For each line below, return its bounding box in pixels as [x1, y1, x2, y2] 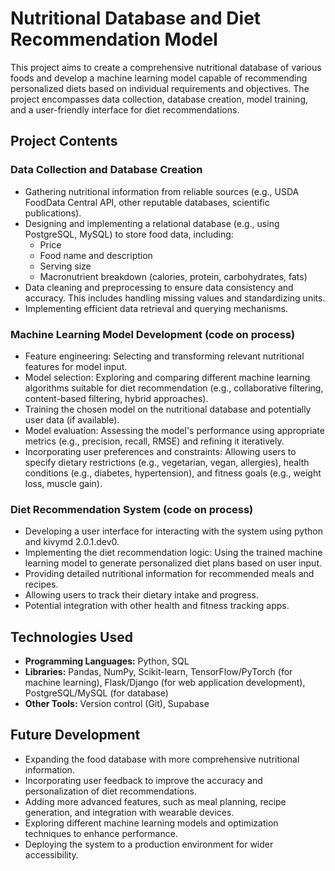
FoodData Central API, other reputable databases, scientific [24, 196, 270, 208]
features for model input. [24, 360, 128, 372]
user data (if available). [24, 413, 120, 426]
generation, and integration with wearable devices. [24, 806, 235, 818]
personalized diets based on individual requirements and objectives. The [10, 82, 310, 94]
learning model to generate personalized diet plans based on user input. [24, 557, 323, 569]
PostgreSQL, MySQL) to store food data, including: [24, 228, 234, 240]
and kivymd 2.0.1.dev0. [24, 536, 120, 548]
